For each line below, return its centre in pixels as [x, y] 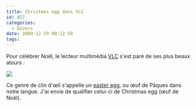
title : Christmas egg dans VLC [45, 12]
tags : [13, 39]
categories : [21, 23]
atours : [15, 62]
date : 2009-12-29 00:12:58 [40, 34]
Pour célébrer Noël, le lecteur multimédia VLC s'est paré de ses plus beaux [98, 56]
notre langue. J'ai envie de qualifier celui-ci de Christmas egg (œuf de [92, 92]
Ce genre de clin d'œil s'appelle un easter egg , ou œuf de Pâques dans [94, 85]
